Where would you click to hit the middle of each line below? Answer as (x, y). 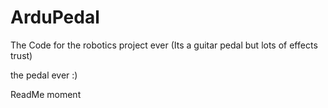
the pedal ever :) (44, 75)
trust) (21, 55)
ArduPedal (55, 17)
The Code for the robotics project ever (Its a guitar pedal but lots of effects (164, 45)
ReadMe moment (46, 94)
